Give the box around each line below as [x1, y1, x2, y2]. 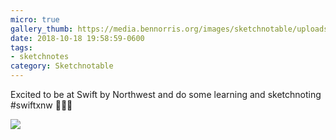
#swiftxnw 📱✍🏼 [10, 99, 73, 111]
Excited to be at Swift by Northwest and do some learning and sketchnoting [10, 89, 322, 100]
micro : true [10, 14, 60, 25]
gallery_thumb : [10, 24, 74, 34]
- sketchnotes [10, 52, 70, 62]
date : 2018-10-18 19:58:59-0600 [10, 33, 145, 43]
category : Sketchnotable [10, 61, 114, 71]
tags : [10, 42, 33, 53]
